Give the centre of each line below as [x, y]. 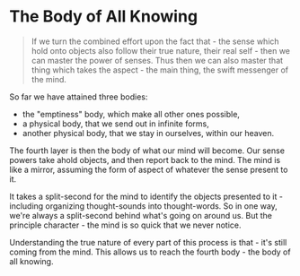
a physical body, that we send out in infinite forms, [115, 124]
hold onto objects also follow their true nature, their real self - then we [160, 50]
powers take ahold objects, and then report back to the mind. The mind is [145, 160]
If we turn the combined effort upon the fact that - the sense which [155, 41]
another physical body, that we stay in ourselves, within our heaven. [148, 133]
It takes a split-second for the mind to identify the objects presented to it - [146, 196]
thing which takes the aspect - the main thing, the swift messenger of [160, 70]
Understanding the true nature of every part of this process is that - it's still [148, 242]
